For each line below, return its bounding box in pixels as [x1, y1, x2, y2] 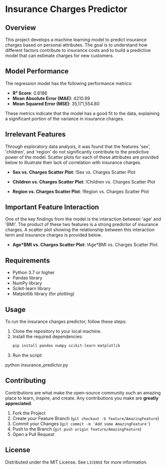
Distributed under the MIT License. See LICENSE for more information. [5, 459, 147, 465]
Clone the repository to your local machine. [12, 328, 101, 334]
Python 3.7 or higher [12, 269, 55, 275]
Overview [5, 23, 36, 32]
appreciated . [5, 400, 32, 406]
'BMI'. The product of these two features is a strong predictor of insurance [5, 221, 158, 227]
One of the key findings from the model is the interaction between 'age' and [5, 216, 161, 222]
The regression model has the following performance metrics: [5, 80, 132, 86]
